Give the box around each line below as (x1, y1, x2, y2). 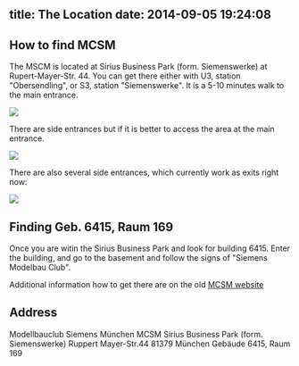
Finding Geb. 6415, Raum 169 (9, 219, 174, 235)
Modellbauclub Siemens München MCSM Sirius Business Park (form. (9, 329, 263, 339)
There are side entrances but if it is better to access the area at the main (9, 124, 275, 135)
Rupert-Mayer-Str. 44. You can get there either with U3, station (9, 71, 241, 81)
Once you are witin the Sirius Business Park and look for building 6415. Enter (9, 243, 291, 254)
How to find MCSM (9, 37, 116, 53)
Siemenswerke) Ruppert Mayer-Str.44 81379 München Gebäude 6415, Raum (9, 338, 291, 349)
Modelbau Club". (9, 262, 71, 273)
